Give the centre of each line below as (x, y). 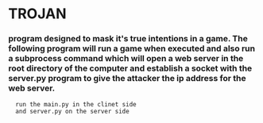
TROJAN (37, 14)
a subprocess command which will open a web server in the (126, 59)
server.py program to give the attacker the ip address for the (127, 79)
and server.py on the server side (72, 112)
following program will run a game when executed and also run (132, 48)
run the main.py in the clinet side (76, 105)
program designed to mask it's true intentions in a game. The (128, 39)
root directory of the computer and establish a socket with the (130, 68)
